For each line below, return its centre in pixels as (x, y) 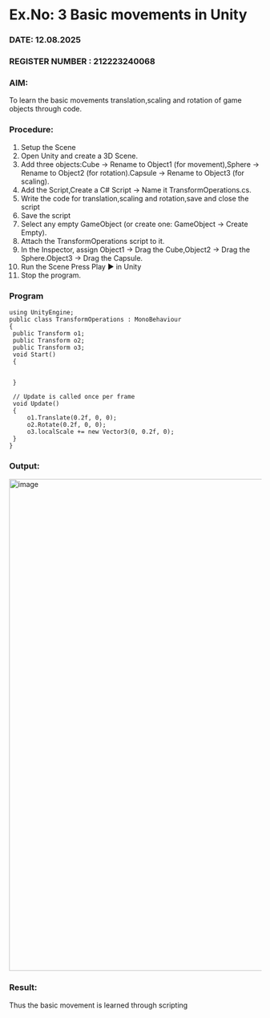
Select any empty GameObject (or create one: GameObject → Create (134, 224)
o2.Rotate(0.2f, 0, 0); (66, 424)
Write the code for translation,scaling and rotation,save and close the (135, 198)
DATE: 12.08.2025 (45, 40)
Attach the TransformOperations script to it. (93, 241)
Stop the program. (51, 275)
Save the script (46, 215)
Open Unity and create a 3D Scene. (79, 156)
